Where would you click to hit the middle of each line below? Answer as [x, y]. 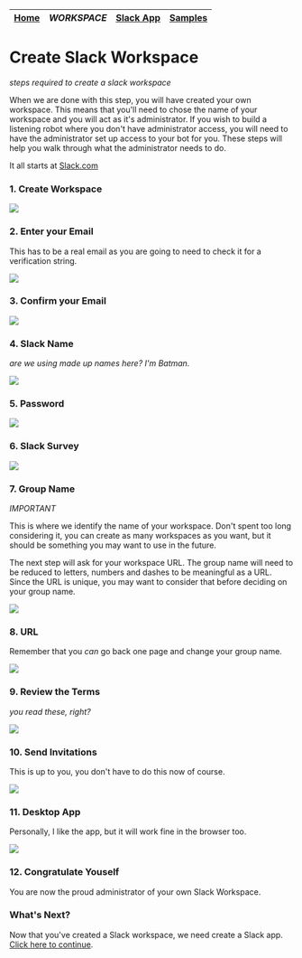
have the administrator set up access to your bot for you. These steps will [146, 138]
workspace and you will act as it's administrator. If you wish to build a [138, 119]
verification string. [43, 260]
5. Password [37, 404]
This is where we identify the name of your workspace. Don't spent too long [150, 526]
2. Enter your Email [51, 231]
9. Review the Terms [55, 692]
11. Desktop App [45, 812]
